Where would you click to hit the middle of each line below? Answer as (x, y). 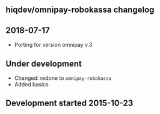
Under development (44, 63)
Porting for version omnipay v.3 (53, 45)
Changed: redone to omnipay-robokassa (63, 78)
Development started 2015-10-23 (69, 103)
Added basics (32, 85)
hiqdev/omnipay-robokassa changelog (80, 10)
